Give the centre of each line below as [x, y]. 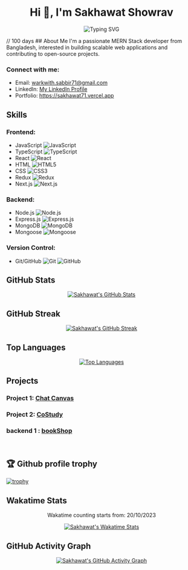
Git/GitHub [28, 261]
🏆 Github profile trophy [52, 464]
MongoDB [28, 226]
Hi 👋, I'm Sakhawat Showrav [102, 12]
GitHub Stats [31, 280]
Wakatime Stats [37, 501]
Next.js [24, 184]
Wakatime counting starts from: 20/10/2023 [102, 515]
